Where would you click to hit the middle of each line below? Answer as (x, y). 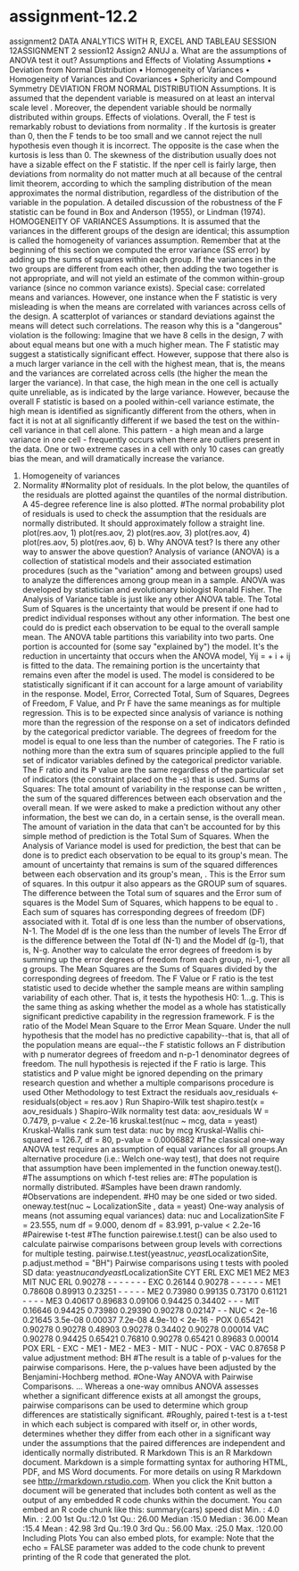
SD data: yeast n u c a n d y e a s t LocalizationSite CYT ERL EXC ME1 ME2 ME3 (156, 1272)
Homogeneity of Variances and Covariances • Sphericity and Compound (143, 79)
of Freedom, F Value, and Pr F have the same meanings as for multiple (151, 703)
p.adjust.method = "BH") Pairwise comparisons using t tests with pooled (155, 1263)
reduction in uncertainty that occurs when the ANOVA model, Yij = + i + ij (156, 656)
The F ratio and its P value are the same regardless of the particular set (153, 769)
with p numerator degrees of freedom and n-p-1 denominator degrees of (156, 1054)
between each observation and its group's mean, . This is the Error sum (154, 874)
